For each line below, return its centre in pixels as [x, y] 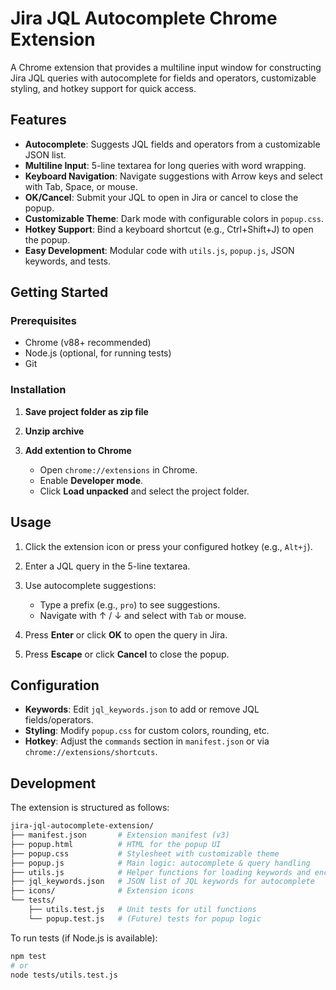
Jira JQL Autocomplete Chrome [144, 18]
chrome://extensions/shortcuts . [91, 752]
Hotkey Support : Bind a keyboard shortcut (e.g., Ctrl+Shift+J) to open [169, 229]
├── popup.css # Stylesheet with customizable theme [145, 853]
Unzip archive [54, 431]
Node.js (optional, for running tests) [98, 353]
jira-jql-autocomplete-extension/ [82, 826]
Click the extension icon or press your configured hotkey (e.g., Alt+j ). [168, 546]
